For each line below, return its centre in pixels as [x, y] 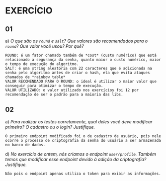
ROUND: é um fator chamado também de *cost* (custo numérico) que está [81, 55]
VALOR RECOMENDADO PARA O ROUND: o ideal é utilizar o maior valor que [81, 82]
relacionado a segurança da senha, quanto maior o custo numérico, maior [83, 60]
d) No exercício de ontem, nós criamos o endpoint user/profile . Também [81, 154]
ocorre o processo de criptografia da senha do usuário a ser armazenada [83, 140]
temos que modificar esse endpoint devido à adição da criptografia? [76, 159]
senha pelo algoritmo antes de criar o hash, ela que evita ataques [78, 73]
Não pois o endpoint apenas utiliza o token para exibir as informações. [83, 174]
